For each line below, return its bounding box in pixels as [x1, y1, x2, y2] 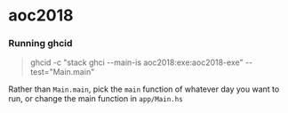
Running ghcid [8, 37, 73, 50]
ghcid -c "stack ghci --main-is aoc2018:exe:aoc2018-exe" [29, 57, 244, 68]
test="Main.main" [29, 67, 95, 77]
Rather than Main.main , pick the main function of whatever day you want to [8, 84, 280, 94]
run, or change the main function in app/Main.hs [8, 93, 183, 104]
